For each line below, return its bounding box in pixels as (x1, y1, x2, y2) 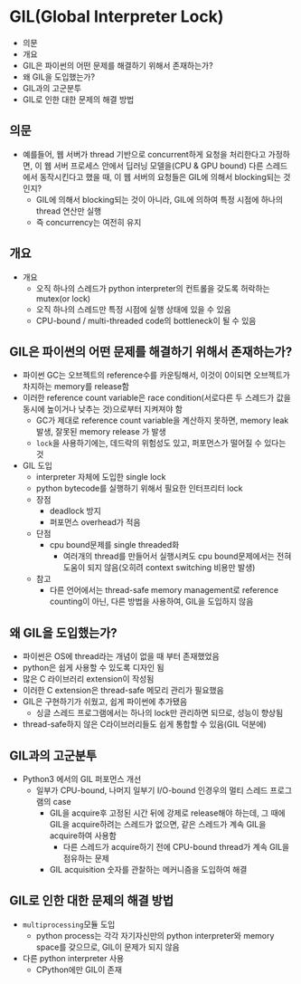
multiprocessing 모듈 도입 (22, 919, 116, 930)
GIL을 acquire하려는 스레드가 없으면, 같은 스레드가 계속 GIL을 (49, 819, 267, 829)
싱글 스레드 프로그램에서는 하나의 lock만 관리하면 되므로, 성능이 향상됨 (35, 708, 284, 719)
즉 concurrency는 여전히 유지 (35, 216, 142, 227)
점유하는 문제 (62, 853, 110, 864)
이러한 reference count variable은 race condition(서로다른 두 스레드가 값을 (22, 392, 291, 404)
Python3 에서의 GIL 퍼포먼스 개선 (22, 774, 142, 784)
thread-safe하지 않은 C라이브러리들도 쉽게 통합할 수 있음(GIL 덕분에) (22, 719, 267, 730)
